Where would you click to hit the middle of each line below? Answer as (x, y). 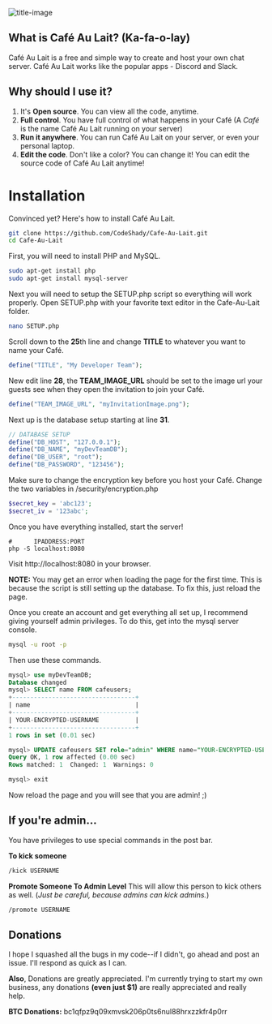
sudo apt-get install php (52, 271)
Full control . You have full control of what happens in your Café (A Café (140, 120)
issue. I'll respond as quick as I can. (68, 963)
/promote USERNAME (39, 910)
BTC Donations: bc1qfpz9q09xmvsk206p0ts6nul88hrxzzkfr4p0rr (118, 1012)
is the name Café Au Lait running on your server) (102, 128)
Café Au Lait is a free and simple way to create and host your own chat (126, 58)
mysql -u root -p (38, 644)
